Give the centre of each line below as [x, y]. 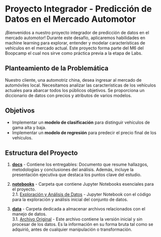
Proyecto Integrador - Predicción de [79, 9]
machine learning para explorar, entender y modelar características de [75, 43]
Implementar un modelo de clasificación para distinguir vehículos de [81, 122]
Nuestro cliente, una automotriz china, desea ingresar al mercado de [73, 80]
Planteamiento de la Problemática [57, 68]
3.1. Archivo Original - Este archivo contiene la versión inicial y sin [77, 219]
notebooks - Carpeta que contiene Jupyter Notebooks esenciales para [83, 184]
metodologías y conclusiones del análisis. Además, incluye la [73, 170]
